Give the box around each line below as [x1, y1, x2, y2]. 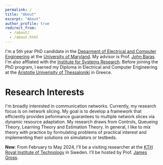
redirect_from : [5, 26, 37, 31]
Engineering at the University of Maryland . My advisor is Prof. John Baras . [5, 53, 156, 59]
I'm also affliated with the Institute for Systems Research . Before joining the [5, 59, 158, 65]
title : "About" [5, 12, 37, 17]
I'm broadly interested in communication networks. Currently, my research [5, 103, 157, 109]
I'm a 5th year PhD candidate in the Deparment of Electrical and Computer [5, 48, 157, 54]
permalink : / [5, 7, 32, 12]
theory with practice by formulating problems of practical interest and [5, 129, 147, 135]
